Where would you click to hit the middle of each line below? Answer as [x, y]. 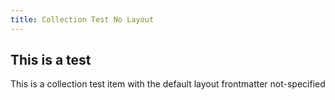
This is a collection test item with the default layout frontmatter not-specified [168, 84]
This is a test [51, 60]
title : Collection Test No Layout [82, 19]
